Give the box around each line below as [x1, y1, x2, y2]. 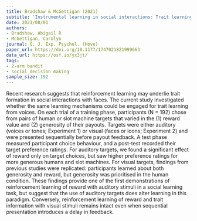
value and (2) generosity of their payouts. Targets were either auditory [6, 121, 176, 128]
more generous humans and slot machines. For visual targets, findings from [6, 159, 189, 166]
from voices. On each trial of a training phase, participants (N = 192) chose [6, 109, 186, 116]
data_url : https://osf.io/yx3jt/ [6, 52, 88, 58]
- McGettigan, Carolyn [6, 36, 62, 42]
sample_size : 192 [6, 74, 49, 80]
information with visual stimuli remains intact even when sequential [6, 202, 168, 209]
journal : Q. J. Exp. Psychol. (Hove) [6, 42, 98, 47]
